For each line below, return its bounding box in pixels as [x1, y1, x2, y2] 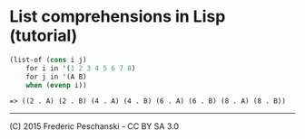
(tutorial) [9, 25, 78, 46]
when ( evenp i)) [25, 80, 88, 89]
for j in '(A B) [25, 72, 88, 81]
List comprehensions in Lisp [9, 6, 226, 27]
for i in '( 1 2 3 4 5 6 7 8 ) [25, 63, 136, 73]
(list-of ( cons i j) [9, 55, 88, 64]
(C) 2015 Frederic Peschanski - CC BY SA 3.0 [9, 121, 180, 132]
